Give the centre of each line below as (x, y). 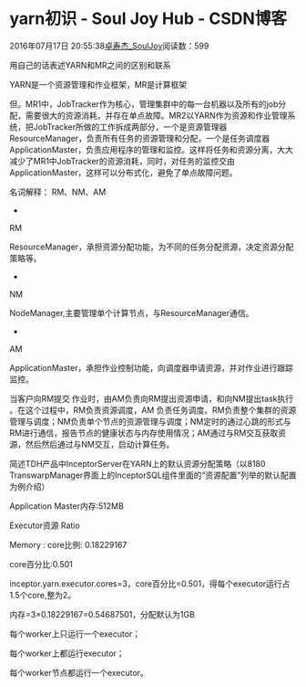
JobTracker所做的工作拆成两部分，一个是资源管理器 (130, 127)
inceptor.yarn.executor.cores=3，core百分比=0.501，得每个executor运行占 (150, 583)
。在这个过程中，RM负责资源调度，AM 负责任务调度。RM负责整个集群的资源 (153, 410)
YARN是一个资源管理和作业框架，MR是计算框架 (98, 84)
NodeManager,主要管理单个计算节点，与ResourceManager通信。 (132, 312)
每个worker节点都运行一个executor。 (79, 672)
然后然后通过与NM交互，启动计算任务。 (100, 444)
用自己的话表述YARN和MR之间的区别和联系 (90, 65)
